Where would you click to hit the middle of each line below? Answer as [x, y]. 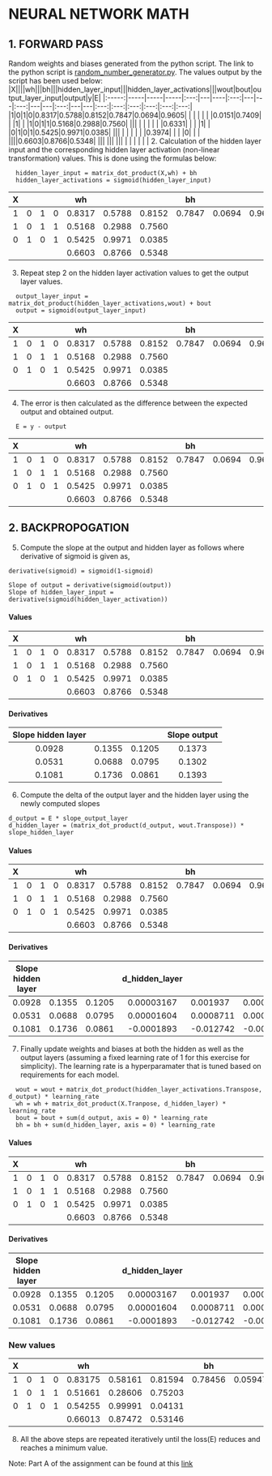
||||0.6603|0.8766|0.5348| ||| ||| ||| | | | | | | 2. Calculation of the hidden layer [135, 141]
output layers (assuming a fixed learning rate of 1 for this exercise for [135, 1057]
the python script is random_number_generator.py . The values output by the [135, 72]
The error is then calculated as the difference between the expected [134, 403]
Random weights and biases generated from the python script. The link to [131, 63]
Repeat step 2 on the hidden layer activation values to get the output [134, 273]
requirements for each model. [70, 1075]
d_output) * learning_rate [54, 1096]
